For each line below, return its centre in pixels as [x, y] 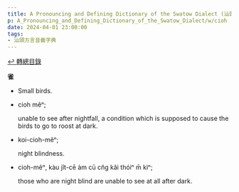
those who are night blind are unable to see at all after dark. [105, 181]
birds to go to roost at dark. [58, 126]
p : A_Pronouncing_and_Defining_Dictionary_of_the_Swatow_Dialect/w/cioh [117, 21]
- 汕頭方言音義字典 [32, 41]
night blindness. [41, 154]
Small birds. [35, 91]
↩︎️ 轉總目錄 [24, 62]
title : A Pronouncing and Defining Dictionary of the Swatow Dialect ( [116, 14]
